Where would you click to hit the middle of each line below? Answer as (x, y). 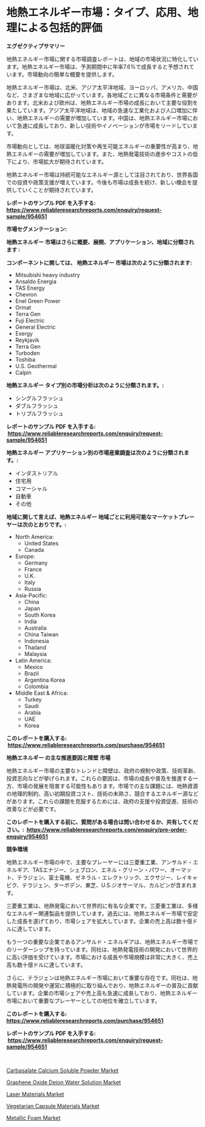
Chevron (26, 294)
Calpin (23, 372)
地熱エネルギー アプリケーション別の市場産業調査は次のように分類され (95, 452)
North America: (34, 537)
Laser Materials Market (35, 1094)
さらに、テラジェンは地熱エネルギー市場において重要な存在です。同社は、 (99, 978)
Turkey (33, 699)
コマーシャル (31, 488)
